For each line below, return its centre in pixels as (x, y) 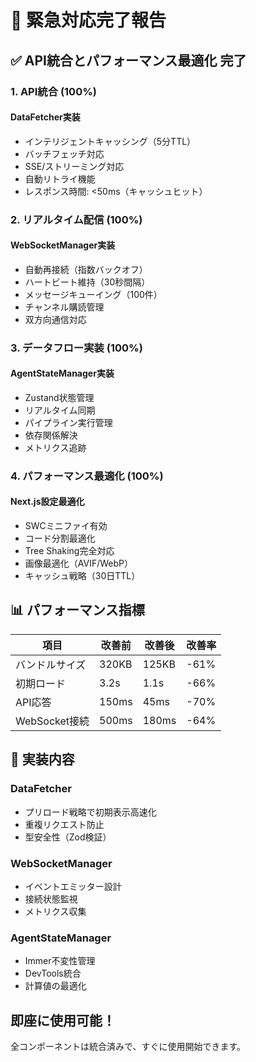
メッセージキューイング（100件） (93, 294)
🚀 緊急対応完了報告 (88, 20)
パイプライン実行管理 (68, 422)
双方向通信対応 (55, 319)
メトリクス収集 (55, 911)
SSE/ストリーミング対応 (74, 166)
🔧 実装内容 (42, 759)
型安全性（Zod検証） (68, 837)
